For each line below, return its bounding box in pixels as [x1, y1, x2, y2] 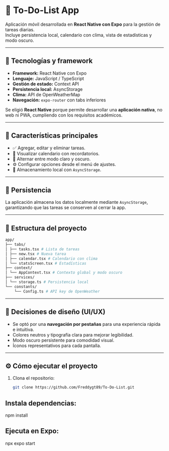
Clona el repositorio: [12, 375, 55, 381]
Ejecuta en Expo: [5, 427, 59, 435]
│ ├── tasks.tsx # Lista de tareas [5, 247, 80, 252]
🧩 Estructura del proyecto [5, 224, 87, 233]
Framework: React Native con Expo [12, 70, 87, 76]
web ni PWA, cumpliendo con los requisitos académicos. [5, 112, 123, 118]
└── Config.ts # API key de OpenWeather [14, 289, 100, 294]
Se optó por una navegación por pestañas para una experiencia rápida [12, 321, 161, 327]
